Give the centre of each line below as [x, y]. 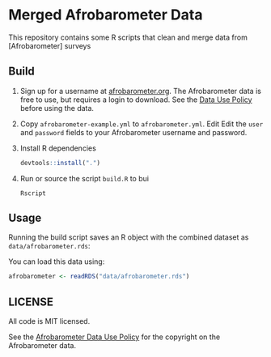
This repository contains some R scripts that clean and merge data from [128, 37]
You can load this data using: [57, 261]
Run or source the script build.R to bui [85, 178]
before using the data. [57, 108]
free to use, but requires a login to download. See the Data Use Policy [136, 100]
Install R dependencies [58, 148]
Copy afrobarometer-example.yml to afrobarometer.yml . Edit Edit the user [142, 124]
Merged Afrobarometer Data [106, 15]
